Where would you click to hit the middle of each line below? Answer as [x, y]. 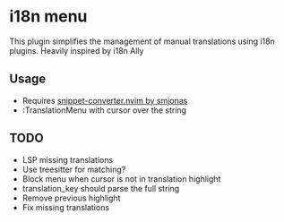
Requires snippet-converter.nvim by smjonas [105, 100]
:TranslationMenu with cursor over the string [104, 110]
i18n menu [48, 17]
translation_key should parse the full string [101, 188]
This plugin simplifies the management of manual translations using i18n [142, 41]
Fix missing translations [66, 207]
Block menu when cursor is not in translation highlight [121, 179]
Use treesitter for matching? [74, 169]
